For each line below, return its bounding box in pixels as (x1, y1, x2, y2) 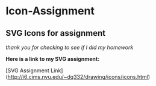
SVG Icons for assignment (5, 28, 106, 38)
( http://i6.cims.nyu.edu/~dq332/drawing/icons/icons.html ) (5, 73, 151, 80)
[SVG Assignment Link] (5, 67, 63, 74)
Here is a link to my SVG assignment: (5, 56, 100, 62)
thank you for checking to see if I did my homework (5, 44, 134, 51)
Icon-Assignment (5, 4, 95, 18)
